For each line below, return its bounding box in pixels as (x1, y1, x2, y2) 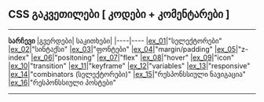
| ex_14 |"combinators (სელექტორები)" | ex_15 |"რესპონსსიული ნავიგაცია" (8, 69, 246, 78)
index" (8, 53, 30, 62)
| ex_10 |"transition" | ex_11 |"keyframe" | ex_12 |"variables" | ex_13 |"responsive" (8, 60, 251, 71)
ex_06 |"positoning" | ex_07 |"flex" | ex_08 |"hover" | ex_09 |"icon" (32, 53, 235, 62)
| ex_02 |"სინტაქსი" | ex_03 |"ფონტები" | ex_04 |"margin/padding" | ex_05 (8, 44, 236, 53)
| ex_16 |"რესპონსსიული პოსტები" (8, 78, 116, 87)
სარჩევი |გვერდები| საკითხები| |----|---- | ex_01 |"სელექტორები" (8, 36, 222, 46)
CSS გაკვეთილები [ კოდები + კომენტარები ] (8, 8, 230, 21)
